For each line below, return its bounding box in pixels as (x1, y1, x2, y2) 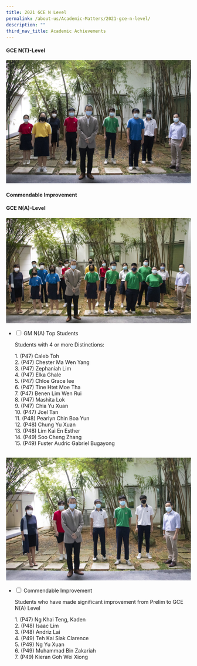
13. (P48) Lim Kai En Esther (14, 427, 80, 434)
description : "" (6, 22, 46, 28)
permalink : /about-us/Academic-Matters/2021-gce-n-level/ (6, 15, 151, 22)
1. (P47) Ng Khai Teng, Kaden (14, 616, 86, 623)
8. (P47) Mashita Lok (14, 396, 66, 403)
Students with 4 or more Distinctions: (14, 341, 104, 348)
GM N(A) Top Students (23, 330, 79, 337)
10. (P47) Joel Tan (14, 409, 59, 416)
